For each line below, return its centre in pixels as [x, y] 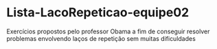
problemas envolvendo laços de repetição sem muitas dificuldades [101, 38]
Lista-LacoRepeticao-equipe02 [98, 13]
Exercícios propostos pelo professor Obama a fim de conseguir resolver [108, 31]
